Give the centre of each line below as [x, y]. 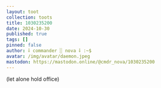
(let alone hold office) [33, 79]
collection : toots [29, 17]
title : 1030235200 [29, 23]
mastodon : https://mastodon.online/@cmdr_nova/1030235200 [80, 62]
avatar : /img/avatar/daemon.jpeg [48, 56]
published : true [27, 34]
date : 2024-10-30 [28, 28]
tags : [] [17, 40]
